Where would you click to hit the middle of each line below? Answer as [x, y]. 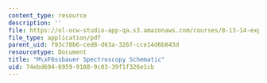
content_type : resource [48, 15]
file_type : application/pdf [55, 38]
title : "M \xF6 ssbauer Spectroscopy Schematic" [87, 60]
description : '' [35, 23]
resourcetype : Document [48, 52]
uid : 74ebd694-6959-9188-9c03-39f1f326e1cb [81, 67]
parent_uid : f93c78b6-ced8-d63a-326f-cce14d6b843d [94, 45]
